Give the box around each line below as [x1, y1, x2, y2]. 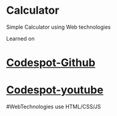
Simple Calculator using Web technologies [6, 23, 111, 30]
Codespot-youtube [6, 83, 104, 97]
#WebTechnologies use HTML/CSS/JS [6, 103, 101, 111]
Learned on [6, 35, 35, 42]
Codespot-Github [6, 56, 96, 69]
